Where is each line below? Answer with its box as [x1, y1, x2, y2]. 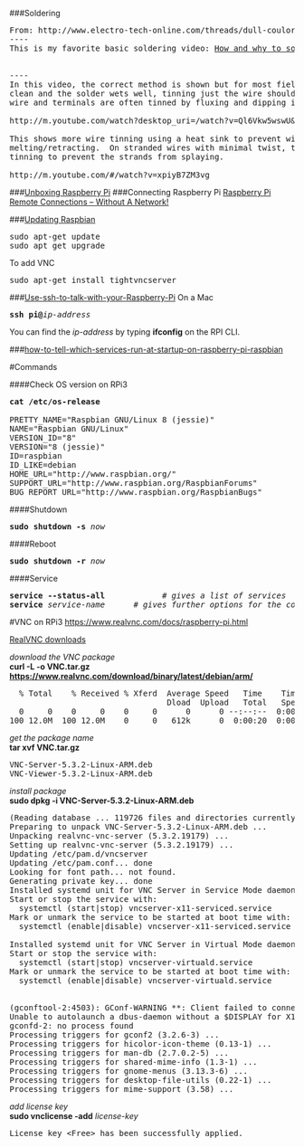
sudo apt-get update [9, 232, 101, 242]
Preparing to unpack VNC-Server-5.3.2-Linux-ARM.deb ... [9, 822, 268, 831]
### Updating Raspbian [9, 214, 96, 224]
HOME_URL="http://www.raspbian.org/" [9, 469, 177, 479]
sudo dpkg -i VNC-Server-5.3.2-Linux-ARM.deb [9, 795, 195, 806]
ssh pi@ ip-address [9, 309, 91, 319]
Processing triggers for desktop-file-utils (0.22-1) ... [9, 1076, 272, 1085]
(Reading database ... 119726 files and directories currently [9, 813, 296, 822]
